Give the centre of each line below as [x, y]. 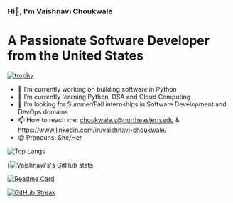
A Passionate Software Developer [108, 41]
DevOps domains [43, 111]
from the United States [76, 56]
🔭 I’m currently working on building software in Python [97, 89]
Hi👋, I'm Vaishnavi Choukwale [60, 11]
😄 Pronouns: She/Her [50, 137]
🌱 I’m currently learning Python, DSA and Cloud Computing [104, 97]
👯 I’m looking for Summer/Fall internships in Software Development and [122, 104]
